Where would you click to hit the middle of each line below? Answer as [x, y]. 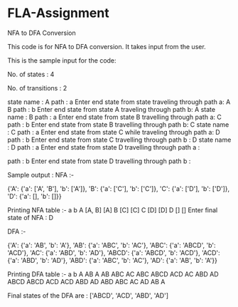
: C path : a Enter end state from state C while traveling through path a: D [114, 132]
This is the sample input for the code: [62, 60]
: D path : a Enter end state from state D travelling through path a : [104, 147]
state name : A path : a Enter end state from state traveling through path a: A [119, 102]
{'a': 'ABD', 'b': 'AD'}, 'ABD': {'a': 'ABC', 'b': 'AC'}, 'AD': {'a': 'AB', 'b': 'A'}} [113, 260]
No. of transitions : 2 [37, 88]
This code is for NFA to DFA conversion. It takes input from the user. [107, 46]
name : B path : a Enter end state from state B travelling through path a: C [114, 117]
